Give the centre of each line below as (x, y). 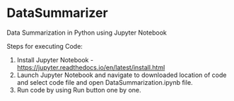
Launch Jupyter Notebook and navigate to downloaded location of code (122, 75)
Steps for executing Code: (45, 46)
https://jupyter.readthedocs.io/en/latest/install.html (91, 67)
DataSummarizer (57, 13)
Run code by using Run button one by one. (79, 90)
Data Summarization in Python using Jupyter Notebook (87, 32)
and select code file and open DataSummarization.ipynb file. (105, 82)
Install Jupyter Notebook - (55, 60)
